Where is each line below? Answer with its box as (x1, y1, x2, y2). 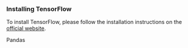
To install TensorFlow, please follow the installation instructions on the (6, 19, 182, 26)
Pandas (6, 37, 26, 44)
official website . (6, 25, 46, 32)
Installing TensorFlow (6, 5, 72, 13)
